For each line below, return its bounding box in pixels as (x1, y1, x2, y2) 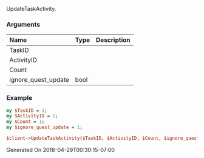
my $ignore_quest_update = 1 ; (6, 124, 83, 131)
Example (6, 94, 33, 102)
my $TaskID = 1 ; (6, 107, 47, 114)
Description (96, 36, 131, 44)
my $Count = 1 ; (6, 119, 45, 125)
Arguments (6, 20, 41, 28)
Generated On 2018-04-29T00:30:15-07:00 (6, 146, 115, 153)
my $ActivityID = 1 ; (6, 113, 59, 119)
